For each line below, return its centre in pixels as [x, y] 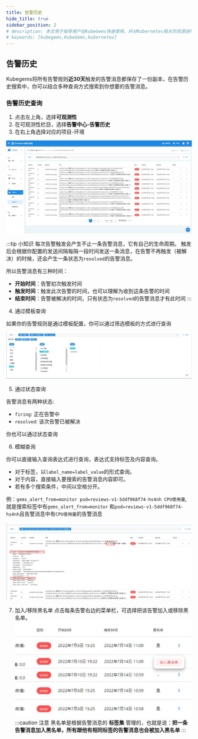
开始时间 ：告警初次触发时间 [48, 284]
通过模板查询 [30, 311]
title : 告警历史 [24, 12]
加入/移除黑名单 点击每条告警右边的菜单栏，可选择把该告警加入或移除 [99, 610]
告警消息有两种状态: [30, 401]
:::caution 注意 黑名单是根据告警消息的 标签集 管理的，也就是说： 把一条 [101, 723]
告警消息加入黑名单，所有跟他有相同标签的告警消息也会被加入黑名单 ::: [100, 730]
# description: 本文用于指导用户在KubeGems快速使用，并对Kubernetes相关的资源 [96, 31]
